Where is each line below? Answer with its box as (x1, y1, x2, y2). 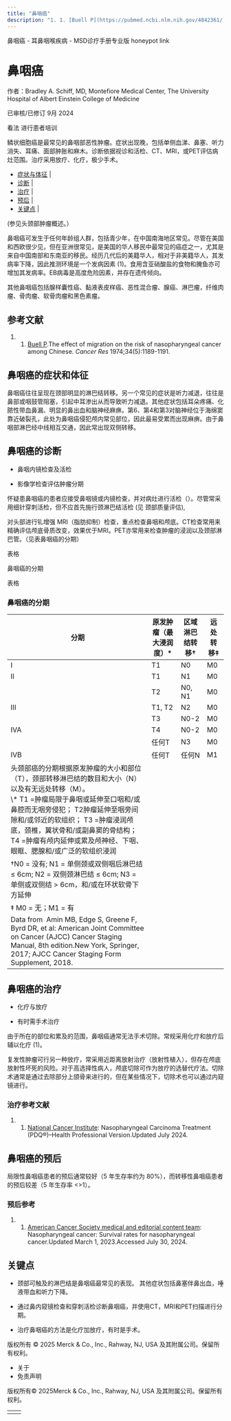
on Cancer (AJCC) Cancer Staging (10, 932, 122, 942)
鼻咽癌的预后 (7, 1153, 62, 1164)
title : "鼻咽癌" (7, 10, 51, 17)
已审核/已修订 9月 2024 (7, 109, 74, 117)
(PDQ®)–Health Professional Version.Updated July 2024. (27, 1131, 188, 1139)
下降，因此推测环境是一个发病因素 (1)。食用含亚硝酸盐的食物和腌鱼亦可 (19, 260, 221, 268)
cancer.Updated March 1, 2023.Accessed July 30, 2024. (27, 1238, 188, 1246)
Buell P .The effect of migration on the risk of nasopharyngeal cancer (27, 340, 221, 348)
